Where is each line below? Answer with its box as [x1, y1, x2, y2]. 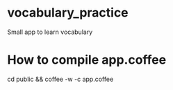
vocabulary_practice [7, 5, 129, 21]
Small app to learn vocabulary [7, 28, 93, 36]
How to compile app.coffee [7, 52, 167, 68]
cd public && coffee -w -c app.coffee [7, 75, 114, 83]
